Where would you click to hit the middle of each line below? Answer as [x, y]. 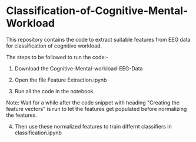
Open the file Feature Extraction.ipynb [61, 80]
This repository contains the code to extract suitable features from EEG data [98, 39]
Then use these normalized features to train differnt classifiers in [93, 126]
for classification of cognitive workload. [54, 46]
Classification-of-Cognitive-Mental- [97, 11]
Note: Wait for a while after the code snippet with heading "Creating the [93, 102]
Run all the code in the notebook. [55, 91]
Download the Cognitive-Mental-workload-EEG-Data [79, 68]
